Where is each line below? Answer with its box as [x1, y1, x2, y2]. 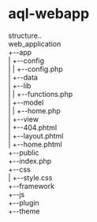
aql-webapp [8, 5, 90, 23]
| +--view [8, 114, 39, 124]
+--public [8, 147, 39, 157]
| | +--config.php [8, 64, 63, 73]
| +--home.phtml [8, 139, 62, 149]
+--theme [8, 206, 40, 216]
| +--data [8, 72, 38, 82]
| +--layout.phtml [8, 131, 64, 140]
